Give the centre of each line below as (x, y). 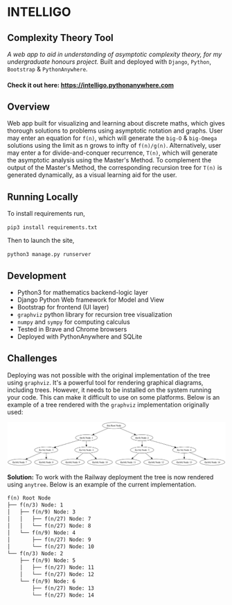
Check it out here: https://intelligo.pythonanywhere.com (91, 85)
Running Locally (43, 197)
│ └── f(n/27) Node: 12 (57, 574)
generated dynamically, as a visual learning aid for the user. (92, 175)
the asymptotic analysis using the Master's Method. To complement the (109, 160)
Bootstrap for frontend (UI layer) (63, 307)
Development (37, 276)
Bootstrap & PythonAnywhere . (47, 69)
